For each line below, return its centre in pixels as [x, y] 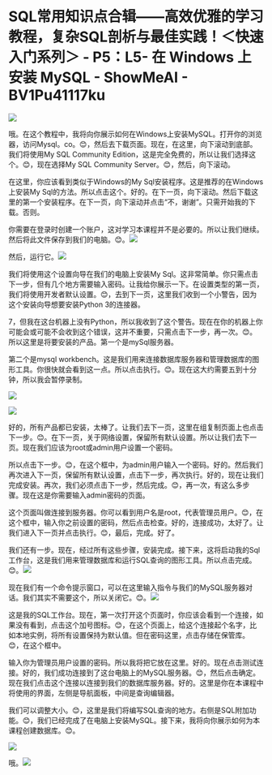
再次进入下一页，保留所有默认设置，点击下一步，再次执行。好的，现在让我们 [136, 475]
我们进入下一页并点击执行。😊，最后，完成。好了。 [94, 532]
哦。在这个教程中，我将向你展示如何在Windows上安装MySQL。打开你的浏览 [136, 134]
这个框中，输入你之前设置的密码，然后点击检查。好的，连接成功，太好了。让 [136, 522]
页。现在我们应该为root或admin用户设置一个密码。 [93, 447]
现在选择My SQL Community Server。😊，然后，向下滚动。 [136, 164]
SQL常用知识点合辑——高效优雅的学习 [136, 17]
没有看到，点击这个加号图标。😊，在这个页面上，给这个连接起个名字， [132, 625]
